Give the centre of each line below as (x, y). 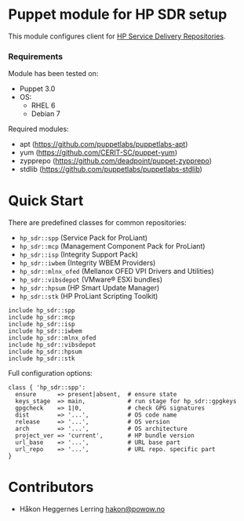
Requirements (36, 56)
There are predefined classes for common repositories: (97, 223)
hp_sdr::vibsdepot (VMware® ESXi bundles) (91, 279)
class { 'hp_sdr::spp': (47, 388)
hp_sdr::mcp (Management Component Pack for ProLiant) (112, 246)
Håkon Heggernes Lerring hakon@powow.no (92, 509)
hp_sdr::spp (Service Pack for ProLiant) (83, 238)
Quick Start (46, 201)
